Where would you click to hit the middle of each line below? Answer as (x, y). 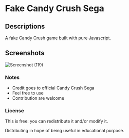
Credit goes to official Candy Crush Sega (53, 88)
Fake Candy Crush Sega (55, 8)
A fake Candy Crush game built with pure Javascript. (58, 38)
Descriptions (25, 26)
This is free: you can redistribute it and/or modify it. (56, 121)
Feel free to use (28, 93)
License (15, 111)
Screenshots (25, 53)
